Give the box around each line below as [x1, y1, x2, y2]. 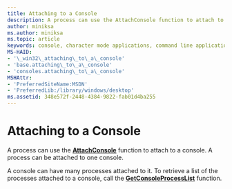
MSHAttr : [7, 74, 32, 81]
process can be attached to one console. [7, 153, 124, 161]
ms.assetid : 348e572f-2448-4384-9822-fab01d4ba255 [7, 94, 156, 101]
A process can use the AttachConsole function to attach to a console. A [7, 146, 213, 154]
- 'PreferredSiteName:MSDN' [7, 81, 88, 88]
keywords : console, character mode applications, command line [7, 42, 193, 49]
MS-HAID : [7, 49, 32, 56]
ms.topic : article [7, 36, 60, 43]
